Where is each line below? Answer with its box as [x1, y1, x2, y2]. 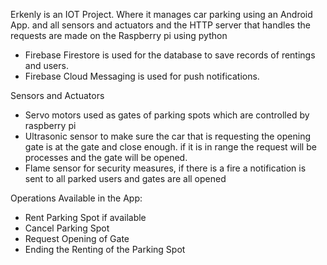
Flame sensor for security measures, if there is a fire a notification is [24, 162, 307, 174]
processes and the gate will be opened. [24, 152, 188, 163]
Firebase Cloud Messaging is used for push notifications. [24, 70, 260, 82]
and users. [24, 60, 69, 71]
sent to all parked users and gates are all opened [24, 173, 227, 184]
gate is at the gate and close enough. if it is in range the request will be [24, 141, 317, 153]
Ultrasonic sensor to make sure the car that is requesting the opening [24, 130, 311, 142]
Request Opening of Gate [24, 233, 130, 244]
